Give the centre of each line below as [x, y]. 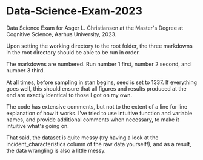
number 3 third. [26, 70]
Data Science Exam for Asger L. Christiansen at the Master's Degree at [95, 28]
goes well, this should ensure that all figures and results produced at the [96, 88]
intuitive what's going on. [38, 126]
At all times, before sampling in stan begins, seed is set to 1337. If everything [102, 82]
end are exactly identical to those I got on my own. [69, 95]
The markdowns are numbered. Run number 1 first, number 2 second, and [98, 64]
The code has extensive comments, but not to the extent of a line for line [97, 106]
